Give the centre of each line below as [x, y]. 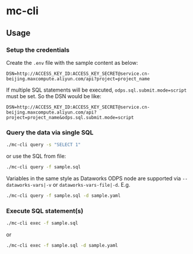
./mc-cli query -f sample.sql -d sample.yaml [63, 195]
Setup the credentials [38, 50]
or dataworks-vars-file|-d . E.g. [91, 184]
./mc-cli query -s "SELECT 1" [44, 145]
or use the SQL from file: [36, 156]
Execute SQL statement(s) [45, 211]
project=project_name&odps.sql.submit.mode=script [70, 117]
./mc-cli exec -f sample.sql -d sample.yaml [62, 245]
